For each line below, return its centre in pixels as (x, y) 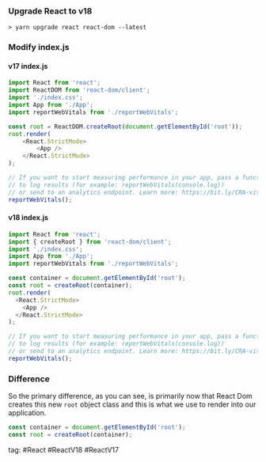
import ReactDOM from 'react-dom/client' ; (79, 90)
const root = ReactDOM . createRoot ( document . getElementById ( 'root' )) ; (125, 127)
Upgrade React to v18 (50, 11)
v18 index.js (28, 218)
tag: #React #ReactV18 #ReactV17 (64, 449)
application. (27, 413)
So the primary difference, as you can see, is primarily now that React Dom (131, 396)
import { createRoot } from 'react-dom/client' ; (90, 242)
